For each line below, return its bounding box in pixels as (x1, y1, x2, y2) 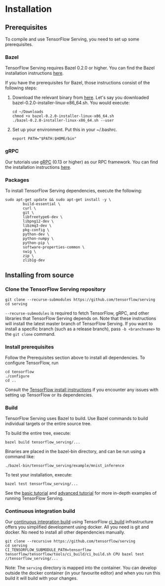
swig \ (23, 249, 36, 254)
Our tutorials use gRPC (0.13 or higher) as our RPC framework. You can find (5, 159, 159, 165)
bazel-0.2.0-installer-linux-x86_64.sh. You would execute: (12, 100, 130, 106)
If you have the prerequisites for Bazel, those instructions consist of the (5, 80, 150, 86)
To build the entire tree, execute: (5, 430, 71, 436)
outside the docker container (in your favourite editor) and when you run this (5, 570, 161, 576)
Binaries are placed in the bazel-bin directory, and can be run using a (5, 448, 145, 455)
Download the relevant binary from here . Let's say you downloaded (12, 95, 149, 101)
